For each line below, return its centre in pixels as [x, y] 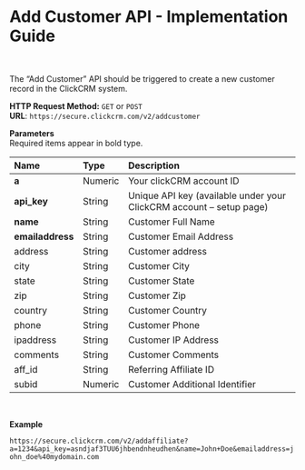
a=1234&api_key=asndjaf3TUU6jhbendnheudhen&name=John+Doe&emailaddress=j [152, 449]
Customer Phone [164, 325]
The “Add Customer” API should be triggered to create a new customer [142, 78]
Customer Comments [174, 355]
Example [26, 424]
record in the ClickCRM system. [69, 88]
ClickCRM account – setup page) [198, 206]
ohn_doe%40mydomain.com [54, 456]
